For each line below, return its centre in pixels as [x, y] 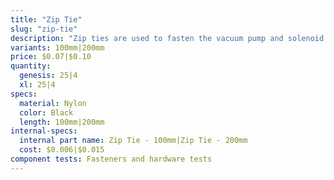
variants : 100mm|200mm [57, 47]
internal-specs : [44, 131]
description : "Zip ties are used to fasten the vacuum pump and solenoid [167, 38]
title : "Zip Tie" [46, 19]
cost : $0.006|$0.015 [62, 150]
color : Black [46, 112]
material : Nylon [53, 103]
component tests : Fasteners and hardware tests [111, 159]
